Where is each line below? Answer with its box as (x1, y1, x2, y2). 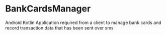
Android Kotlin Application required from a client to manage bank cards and (5, 19, 162, 25)
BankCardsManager (5, 3, 91, 14)
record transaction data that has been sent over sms (5, 24, 114, 30)
